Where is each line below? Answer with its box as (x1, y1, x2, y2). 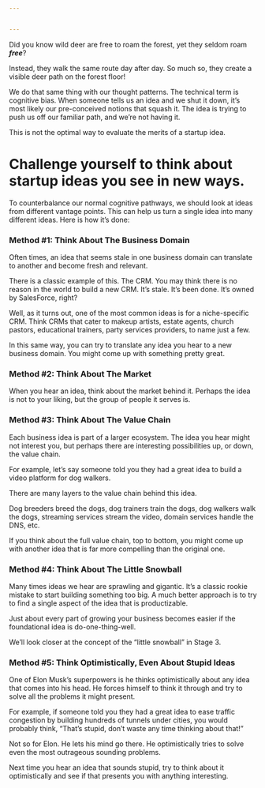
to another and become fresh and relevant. (9, 261, 148, 270)
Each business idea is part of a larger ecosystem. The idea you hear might (9, 432, 251, 442)
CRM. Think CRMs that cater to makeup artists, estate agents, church (9, 317, 234, 326)
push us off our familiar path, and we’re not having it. (9, 112, 181, 122)
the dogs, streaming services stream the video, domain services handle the (9, 512, 254, 521)
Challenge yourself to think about (9, 155, 233, 173)
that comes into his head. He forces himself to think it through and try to (9, 684, 243, 693)
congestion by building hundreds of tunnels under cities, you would (9, 715, 228, 725)
